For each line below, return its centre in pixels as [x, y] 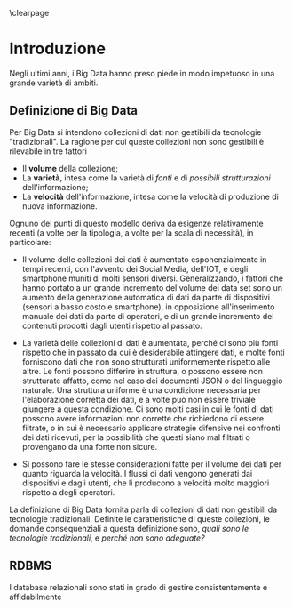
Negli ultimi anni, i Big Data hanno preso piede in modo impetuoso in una [142, 73]
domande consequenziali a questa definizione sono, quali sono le [129, 528]
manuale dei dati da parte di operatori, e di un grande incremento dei [148, 316]
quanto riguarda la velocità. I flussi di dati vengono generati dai [137, 473]
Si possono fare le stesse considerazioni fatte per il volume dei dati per [152, 464]
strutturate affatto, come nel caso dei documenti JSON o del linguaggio [152, 381]
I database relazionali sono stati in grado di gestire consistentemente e [139, 587]
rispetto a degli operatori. [68, 492]
